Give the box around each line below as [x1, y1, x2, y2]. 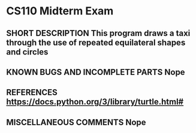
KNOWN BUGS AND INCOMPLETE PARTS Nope [6, 67, 185, 77]
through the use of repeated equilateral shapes [6, 37, 186, 47]
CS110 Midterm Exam [6, 4, 114, 18]
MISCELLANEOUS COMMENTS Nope [6, 117, 146, 127]
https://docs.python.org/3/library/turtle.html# [6, 97, 184, 107]
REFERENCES [6, 87, 58, 98]
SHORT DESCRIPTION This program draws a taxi [6, 28, 191, 38]
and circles [6, 47, 49, 57]
